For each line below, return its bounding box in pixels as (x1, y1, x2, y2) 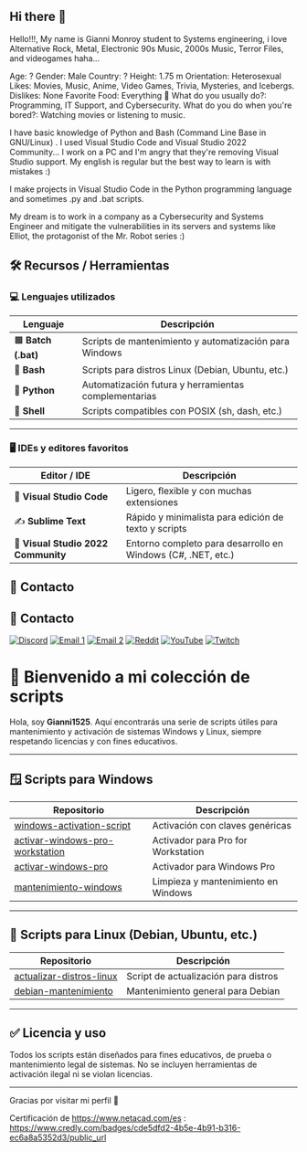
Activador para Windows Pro (152, 860, 276, 872)
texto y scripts (125, 522, 187, 534)
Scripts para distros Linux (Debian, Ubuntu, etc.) (81, 363, 290, 375)
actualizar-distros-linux (14, 969, 118, 982)
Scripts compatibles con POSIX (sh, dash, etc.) (81, 404, 283, 417)
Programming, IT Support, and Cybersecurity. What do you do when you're (9, 100, 292, 111)
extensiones (125, 495, 178, 508)
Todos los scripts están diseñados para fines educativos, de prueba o (9, 1050, 272, 1061)
